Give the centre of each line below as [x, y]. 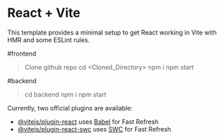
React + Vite [44, 13]
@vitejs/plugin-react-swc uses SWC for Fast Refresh [94, 129]
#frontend [22, 53]
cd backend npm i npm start [66, 94]
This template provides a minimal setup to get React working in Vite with [112, 32]
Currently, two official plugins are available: [70, 108]
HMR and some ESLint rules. [49, 39]
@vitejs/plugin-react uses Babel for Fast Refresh [88, 122]
